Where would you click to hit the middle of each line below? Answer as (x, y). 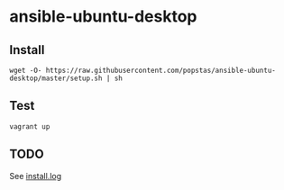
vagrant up (30, 127)
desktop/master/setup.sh (56, 78)
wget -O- (26, 70)
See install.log (35, 176)
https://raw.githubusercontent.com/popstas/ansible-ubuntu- (161, 70)
